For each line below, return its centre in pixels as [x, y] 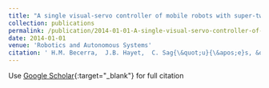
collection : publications [51, 23]
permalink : [26, 30]
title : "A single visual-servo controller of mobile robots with [119, 16]
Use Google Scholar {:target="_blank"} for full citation [96, 76]
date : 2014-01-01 [37, 38]
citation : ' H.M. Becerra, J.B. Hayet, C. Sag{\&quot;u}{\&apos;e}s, [130, 53]
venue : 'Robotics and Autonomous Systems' [80, 46]
